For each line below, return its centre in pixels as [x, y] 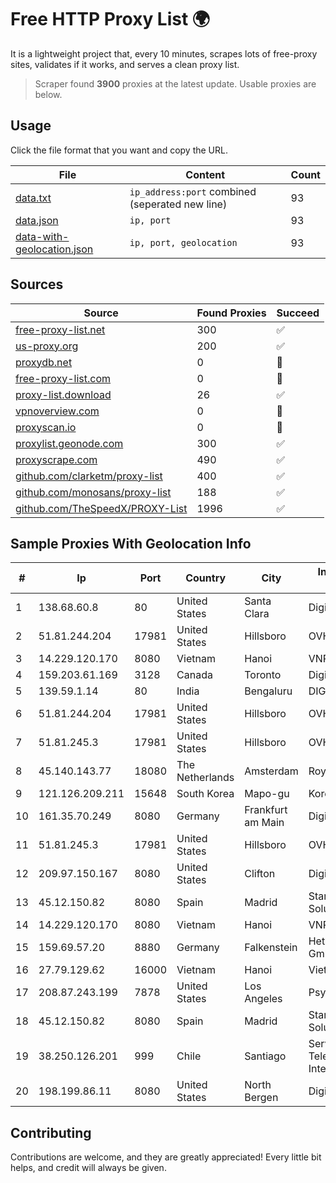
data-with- [42, 236]
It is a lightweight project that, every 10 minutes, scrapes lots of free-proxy [164, 53]
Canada [194, 675]
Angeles [263, 999]
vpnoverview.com [57, 411]
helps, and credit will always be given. [88, 1168]
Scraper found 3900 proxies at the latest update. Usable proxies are [175, 83]
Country [206, 578]
